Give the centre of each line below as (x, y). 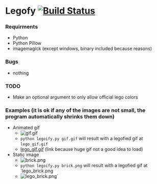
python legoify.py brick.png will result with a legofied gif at (84, 166)
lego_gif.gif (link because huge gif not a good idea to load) (82, 149)
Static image (26, 155)
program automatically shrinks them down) (60, 117)
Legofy (21, 11)
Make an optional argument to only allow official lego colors (75, 97)
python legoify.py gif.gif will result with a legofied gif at (82, 139)
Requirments (22, 27)
